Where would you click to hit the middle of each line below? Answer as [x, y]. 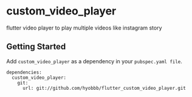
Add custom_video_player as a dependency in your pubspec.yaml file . [94, 61]
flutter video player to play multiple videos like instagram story [84, 28]
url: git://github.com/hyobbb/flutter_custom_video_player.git [104, 88]
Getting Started [36, 47]
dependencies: [24, 72]
